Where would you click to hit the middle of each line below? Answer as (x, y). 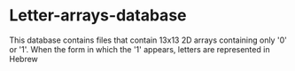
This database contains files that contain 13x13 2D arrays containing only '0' (148, 40)
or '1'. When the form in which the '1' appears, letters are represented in (140, 49)
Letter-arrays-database (98, 16)
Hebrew (23, 59)
